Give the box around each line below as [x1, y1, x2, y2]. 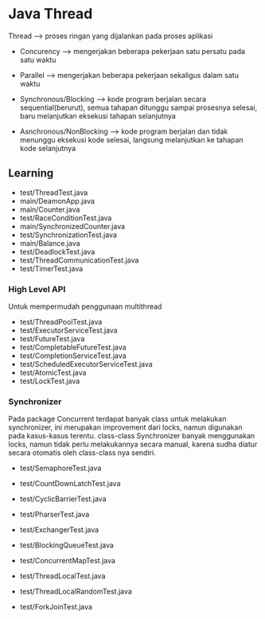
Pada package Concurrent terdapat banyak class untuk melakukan [8, 415, 227, 424]
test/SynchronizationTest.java [19, 230, 117, 239]
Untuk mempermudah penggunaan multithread [8, 302, 162, 311]
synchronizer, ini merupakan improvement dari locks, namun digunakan [8, 422, 243, 432]
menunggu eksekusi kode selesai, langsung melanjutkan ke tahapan [19, 134, 244, 144]
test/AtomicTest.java [19, 368, 87, 378]
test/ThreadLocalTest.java [19, 571, 106, 581]
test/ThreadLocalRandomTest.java [19, 586, 133, 597]
